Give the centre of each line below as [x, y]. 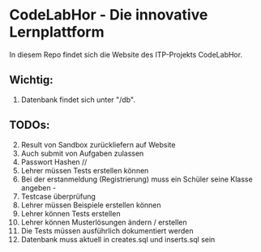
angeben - [39, 187]
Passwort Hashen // [54, 162]
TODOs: [30, 125]
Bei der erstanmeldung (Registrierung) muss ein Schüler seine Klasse [137, 179]
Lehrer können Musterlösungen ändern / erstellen [104, 222]
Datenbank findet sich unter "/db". [78, 100]
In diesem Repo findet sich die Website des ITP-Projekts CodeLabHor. [126, 54]
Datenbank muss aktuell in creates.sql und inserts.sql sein [118, 239]
